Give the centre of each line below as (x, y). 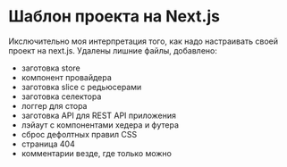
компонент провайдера (67, 77)
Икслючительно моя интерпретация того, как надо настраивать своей (143, 41)
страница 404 (48, 144)
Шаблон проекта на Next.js (114, 17)
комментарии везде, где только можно (96, 153)
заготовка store (51, 68)
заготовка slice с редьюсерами (81, 87)
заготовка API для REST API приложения (98, 115)
